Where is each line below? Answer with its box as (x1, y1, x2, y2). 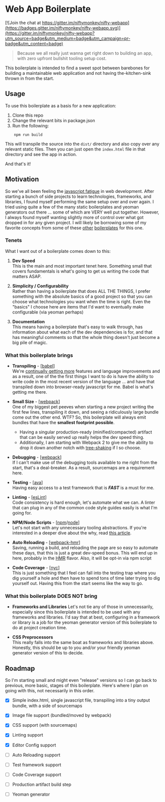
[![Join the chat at (5, 20, 41, 26)
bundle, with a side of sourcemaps (12, 703, 82, 709)
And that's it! (5, 161, 31, 167)
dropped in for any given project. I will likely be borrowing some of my (5, 219, 146, 225)
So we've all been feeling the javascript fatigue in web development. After (5, 188, 154, 194)
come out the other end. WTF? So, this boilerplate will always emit (12, 414, 146, 420)
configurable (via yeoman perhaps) (12, 309, 84, 315)
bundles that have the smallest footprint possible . (12, 420, 115, 426)
